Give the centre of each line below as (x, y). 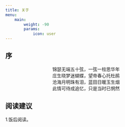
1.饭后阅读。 (18, 119)
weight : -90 (37, 24)
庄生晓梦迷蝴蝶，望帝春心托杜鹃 (86, 75)
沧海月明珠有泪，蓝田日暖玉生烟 (86, 82)
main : (20, 19)
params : (32, 29)
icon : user (44, 34)
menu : (11, 15)
